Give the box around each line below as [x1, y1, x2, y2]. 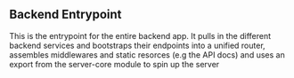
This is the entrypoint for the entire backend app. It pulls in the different [9, 30, 272, 41]
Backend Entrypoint [9, 7, 122, 22]
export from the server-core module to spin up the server [9, 58, 220, 69]
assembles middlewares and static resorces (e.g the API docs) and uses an [9, 49, 285, 60]
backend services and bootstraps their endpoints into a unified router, [9, 40, 265, 51]
